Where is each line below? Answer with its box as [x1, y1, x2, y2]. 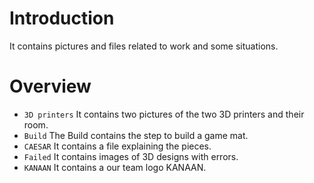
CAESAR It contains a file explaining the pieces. [23, 140, 212, 152]
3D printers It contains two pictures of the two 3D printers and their [23, 108, 305, 120]
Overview [9, 75, 92, 98]
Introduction [9, 7, 115, 30]
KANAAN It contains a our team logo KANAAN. [23, 161, 207, 173]
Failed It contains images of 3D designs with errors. [23, 150, 239, 162]
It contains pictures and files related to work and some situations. [9, 40, 279, 52]
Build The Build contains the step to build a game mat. [23, 129, 249, 141]
